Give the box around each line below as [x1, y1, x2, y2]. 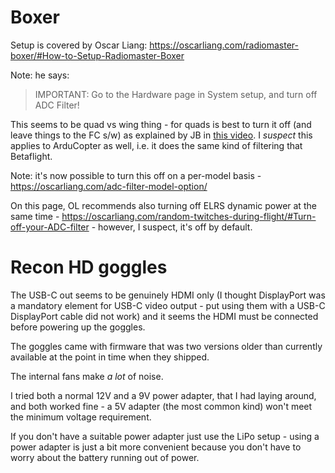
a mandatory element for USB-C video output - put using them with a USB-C [10, 299, 326, 311]
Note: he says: [10, 69, 70, 81]
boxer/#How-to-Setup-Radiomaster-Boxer [10, 49, 185, 61]
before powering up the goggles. [10, 321, 146, 333]
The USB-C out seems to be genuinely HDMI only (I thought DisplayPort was [10, 289, 326, 301]
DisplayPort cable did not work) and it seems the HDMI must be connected [10, 310, 319, 322]
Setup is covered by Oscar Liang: [10, 39, 148, 51]
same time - [10, 210, 60, 222]
